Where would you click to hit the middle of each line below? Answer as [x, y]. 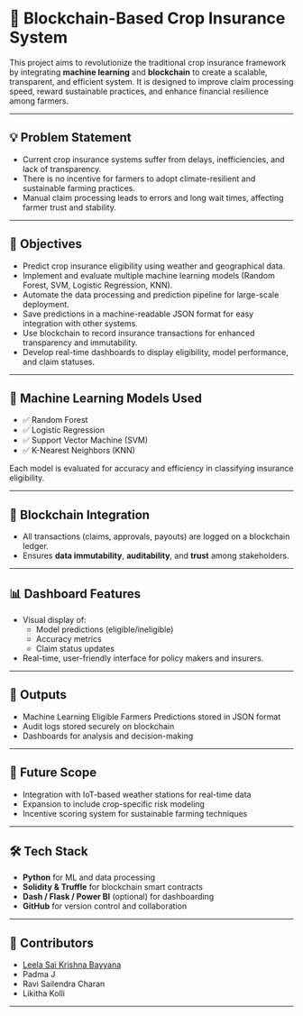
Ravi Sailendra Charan [64, 984]
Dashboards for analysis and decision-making [108, 736]
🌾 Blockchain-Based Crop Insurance [147, 18]
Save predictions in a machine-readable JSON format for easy [138, 314]
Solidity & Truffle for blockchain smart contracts [112, 887]
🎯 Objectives [46, 244]
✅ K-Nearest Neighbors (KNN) [78, 451]
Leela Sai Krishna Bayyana [72, 965]
